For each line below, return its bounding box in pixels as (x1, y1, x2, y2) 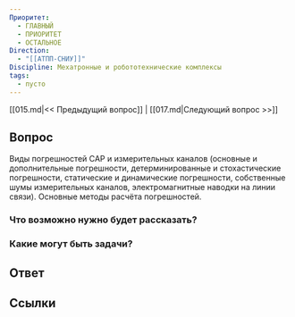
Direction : (9, 46, 50, 55)
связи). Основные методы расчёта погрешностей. (9, 191, 202, 202)
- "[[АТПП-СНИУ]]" (17, 54, 87, 63)
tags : (9, 71, 29, 80)
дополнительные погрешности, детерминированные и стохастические (9, 163, 282, 174)
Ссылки (9, 296, 56, 311)
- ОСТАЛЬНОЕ (17, 38, 63, 47)
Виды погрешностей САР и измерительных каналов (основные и (9, 154, 257, 164)
